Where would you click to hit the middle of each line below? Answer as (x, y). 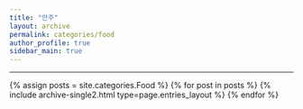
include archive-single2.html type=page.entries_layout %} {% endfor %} (144, 95)
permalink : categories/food (62, 34)
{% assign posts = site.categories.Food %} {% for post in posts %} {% (140, 86)
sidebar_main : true (46, 51)
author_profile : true (50, 43)
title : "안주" (34, 18)
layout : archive (40, 26)
